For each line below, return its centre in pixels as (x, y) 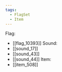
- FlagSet (20, 15)
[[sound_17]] (25, 49)
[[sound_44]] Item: (32, 59)
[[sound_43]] (26, 54)
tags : (11, 10)
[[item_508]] (25, 65)
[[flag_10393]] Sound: (35, 43)
